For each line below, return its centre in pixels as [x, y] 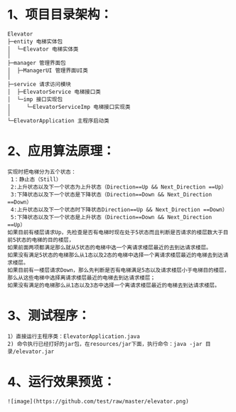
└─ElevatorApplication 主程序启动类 [58, 121]
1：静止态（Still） [36, 179]
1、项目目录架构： [60, 15]
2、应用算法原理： [61, 151]
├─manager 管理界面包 [37, 63]
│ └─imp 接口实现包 [35, 99]
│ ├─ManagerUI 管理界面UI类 [48, 70]
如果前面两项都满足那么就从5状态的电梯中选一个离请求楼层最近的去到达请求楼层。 [109, 247]
